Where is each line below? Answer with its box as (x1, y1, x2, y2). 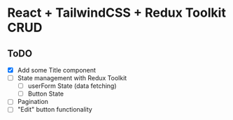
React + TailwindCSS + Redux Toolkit (7, 5, 226, 21)
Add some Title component (17, 66, 97, 74)
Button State (27, 89, 64, 98)
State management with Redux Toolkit (17, 74, 127, 82)
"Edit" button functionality (17, 105, 92, 114)
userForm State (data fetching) (27, 82, 117, 90)
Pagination (17, 98, 49, 106)
